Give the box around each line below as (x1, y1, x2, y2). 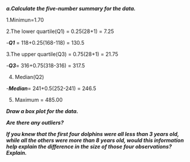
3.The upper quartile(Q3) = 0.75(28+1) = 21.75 (6, 51, 118, 58)
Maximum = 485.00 (14, 97, 63, 103)
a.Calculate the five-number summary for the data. (6, 5, 136, 12)
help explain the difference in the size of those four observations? (6, 143, 172, 150)
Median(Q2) (14, 74, 44, 80)
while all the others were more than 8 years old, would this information (6, 137, 184, 144)
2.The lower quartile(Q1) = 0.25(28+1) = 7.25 (6, 28, 114, 35)
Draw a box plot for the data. (6, 108, 79, 114)
